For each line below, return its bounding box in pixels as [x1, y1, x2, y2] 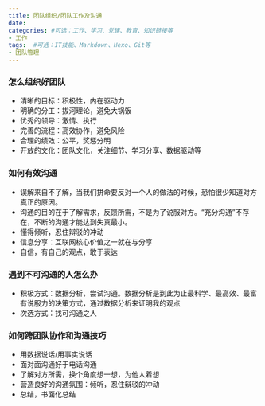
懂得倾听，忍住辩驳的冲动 [19, 227, 104, 236]
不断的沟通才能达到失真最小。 [33, 217, 132, 227]
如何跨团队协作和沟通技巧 [8, 330, 107, 341]
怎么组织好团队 [8, 76, 66, 88]
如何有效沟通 [8, 168, 58, 179]
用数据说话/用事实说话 [19, 349, 93, 359]
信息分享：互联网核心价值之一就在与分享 [19, 236, 153, 247]
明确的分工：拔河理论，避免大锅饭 [19, 106, 132, 115]
